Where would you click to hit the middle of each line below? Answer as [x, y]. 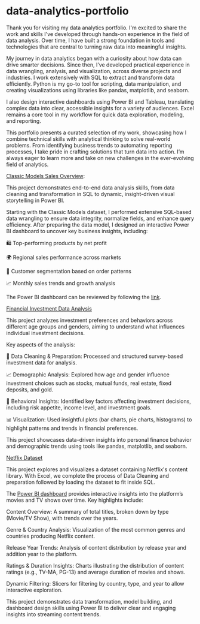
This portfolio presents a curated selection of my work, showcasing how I [96, 132]
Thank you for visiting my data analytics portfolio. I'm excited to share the [96, 28]
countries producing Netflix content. [51, 536]
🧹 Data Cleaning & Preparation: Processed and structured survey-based [95, 356]
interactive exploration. [34, 590]
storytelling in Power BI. [35, 200]
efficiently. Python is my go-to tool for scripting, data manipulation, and [94, 84]
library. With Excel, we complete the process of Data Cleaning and [87, 475]
